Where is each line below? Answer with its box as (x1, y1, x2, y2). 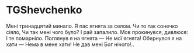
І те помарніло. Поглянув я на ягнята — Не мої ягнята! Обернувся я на (6, 35, 182, 41)
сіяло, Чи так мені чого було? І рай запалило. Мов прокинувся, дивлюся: (6, 28, 188, 35)
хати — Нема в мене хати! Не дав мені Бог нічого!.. (6, 41, 134, 48)
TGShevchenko (6, 3, 82, 17)
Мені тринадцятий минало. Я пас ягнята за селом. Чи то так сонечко (6, 22, 178, 29)
